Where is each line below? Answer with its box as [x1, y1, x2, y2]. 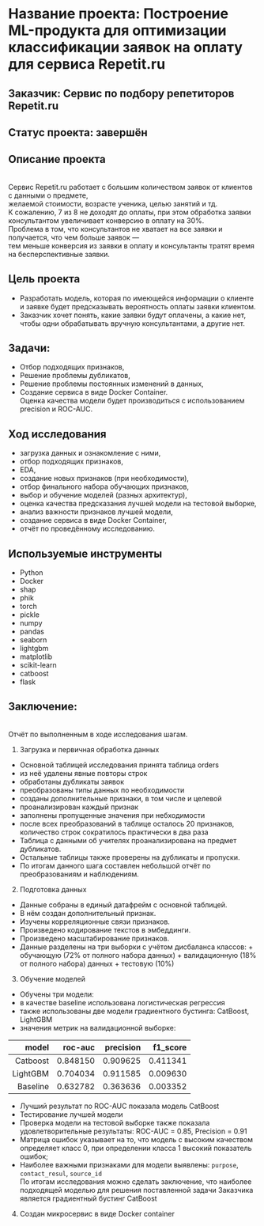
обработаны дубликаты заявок [19, 777, 125, 786]
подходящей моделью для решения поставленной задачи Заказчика [19, 1185, 254, 1194]
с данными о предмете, [8, 191, 89, 200]
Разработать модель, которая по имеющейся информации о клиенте [19, 293, 255, 303]
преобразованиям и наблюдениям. [19, 869, 140, 879]
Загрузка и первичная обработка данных [19, 744, 160, 754]
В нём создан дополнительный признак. [19, 908, 157, 918]
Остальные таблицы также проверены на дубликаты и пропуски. [19, 852, 240, 862]
